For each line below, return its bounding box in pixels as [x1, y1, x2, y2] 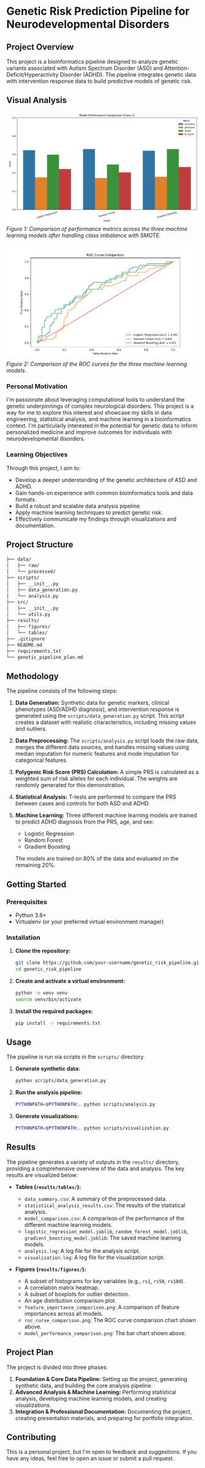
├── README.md [6, 642, 43, 649]
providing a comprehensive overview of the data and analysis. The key [6, 1165, 185, 1172]
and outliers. [15, 725, 47, 732]
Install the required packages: [15, 1007, 94, 1015]
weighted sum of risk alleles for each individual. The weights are [15, 775, 177, 782]
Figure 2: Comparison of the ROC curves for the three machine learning [6, 360, 188, 368]
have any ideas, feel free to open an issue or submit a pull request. [6, 1455, 174, 1462]
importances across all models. [24, 1309, 103, 1317]
